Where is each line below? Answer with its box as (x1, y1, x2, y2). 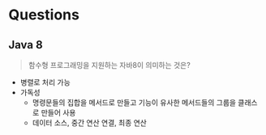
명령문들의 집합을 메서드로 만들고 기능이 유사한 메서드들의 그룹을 (32, 98, 237, 107)
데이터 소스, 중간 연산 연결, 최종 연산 (32, 118, 148, 127)
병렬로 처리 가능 (19, 78, 71, 86)
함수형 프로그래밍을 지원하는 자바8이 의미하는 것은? (28, 61, 191, 70)
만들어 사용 (41, 108, 76, 117)
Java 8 (8, 38, 43, 52)
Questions (8, 6, 79, 24)
